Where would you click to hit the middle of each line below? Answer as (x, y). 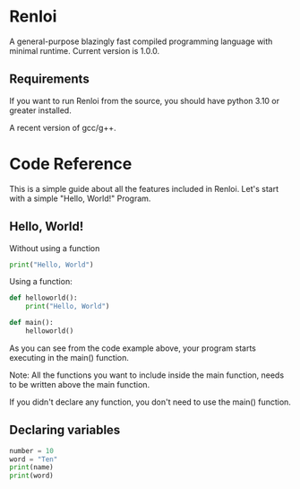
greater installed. (40, 110)
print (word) (31, 476)
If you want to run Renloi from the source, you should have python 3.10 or (145, 100)
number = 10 (31, 450)
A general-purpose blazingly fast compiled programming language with (141, 41)
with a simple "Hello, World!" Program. (80, 198)
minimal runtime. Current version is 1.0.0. (85, 50)
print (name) (31, 467)
